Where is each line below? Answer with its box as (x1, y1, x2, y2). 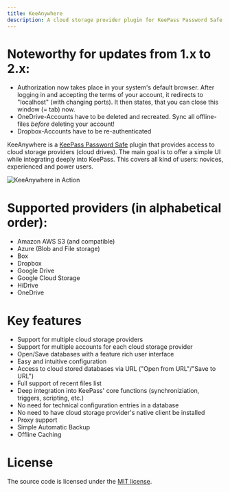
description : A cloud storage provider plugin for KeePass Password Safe (7, 17, 223, 23)
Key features (7, 312, 82, 328)
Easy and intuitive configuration (16, 357, 107, 365)
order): (7, 215, 48, 231)
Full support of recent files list (16, 379, 102, 387)
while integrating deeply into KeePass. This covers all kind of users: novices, (7, 156, 224, 164)
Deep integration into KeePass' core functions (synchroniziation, (16, 387, 200, 395)
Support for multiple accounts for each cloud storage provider (16, 343, 194, 351)
